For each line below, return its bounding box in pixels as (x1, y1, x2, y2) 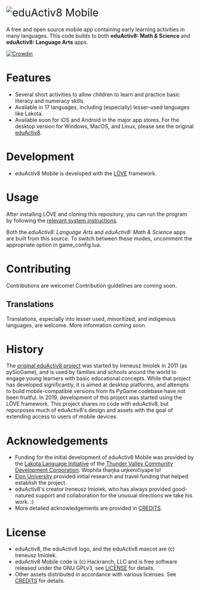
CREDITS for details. (14, 577, 66, 585)
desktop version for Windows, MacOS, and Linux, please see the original (14, 123, 194, 130)
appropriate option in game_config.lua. (6, 241, 101, 248)
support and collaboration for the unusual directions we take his (35, 492, 193, 499)
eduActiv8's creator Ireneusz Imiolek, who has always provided (14, 485, 171, 493)
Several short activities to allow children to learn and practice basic (14, 90, 180, 98)
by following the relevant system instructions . (6, 217, 118, 224)
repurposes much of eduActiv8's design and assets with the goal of (6, 407, 173, 414)
